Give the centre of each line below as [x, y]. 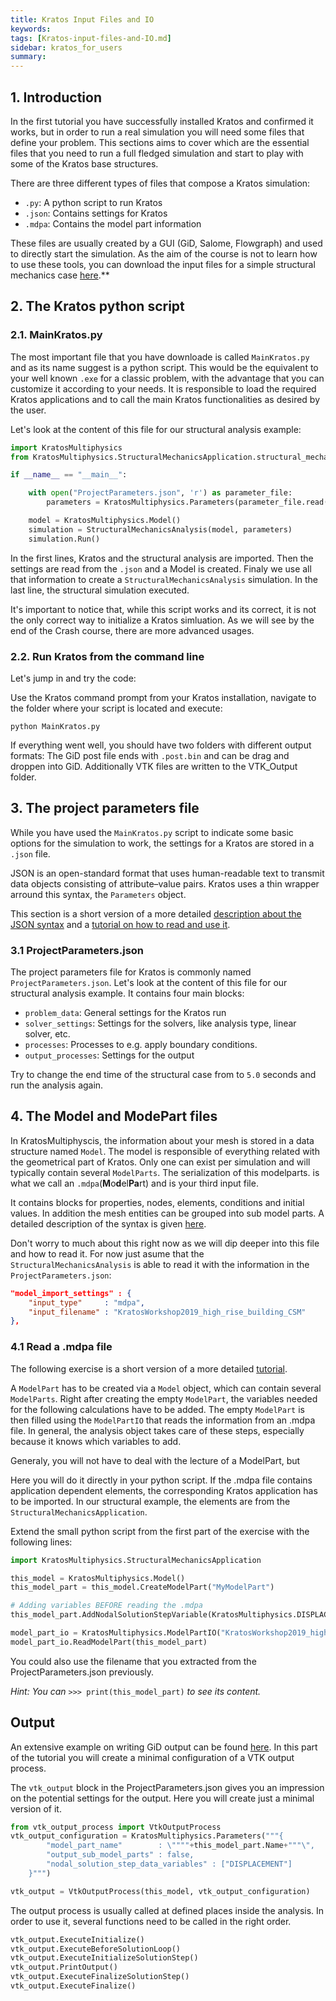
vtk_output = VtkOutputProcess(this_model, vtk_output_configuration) [160, 1891]
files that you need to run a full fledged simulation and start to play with [157, 153]
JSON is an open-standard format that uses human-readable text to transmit [167, 873]
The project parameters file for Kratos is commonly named [131, 972]
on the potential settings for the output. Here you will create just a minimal [162, 1798]
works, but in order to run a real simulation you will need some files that [157, 132]
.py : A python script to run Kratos [93, 202]
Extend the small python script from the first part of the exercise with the [160, 1531]
